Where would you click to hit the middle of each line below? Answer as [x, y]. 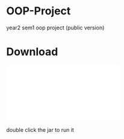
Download [32, 52]
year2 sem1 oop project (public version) [55, 28]
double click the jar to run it [40, 129]
